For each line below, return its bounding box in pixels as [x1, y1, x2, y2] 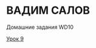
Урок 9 [6, 35, 24, 42]
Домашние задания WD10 [6, 23, 74, 31]
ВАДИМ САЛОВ [6, 4, 90, 17]
